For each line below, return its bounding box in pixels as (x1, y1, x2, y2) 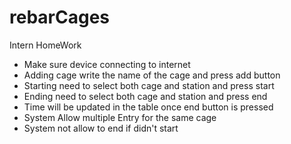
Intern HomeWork (9, 39, 82, 51)
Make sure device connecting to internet (23, 58, 191, 70)
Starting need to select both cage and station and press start (23, 79, 275, 91)
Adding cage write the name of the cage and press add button (23, 69, 281, 81)
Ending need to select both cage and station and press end (23, 90, 268, 102)
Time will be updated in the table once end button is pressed (23, 101, 274, 113)
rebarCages (9, 6, 111, 29)
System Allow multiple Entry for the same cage (23, 111, 217, 123)
